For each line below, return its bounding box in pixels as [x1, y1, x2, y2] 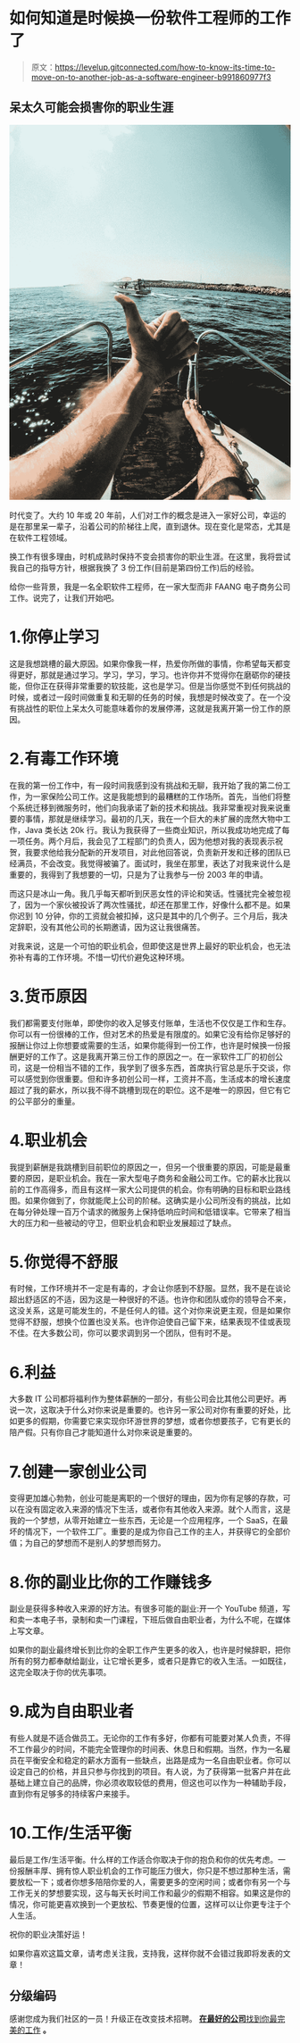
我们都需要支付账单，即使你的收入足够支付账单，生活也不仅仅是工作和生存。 [9, 1017, 291, 1028]
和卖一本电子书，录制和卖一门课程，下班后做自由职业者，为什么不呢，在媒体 [9, 1614, 291, 1625]
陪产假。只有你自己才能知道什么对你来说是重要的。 [9, 1427, 197, 1438]
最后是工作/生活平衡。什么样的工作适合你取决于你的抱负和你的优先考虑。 [9, 1855, 279, 1865]
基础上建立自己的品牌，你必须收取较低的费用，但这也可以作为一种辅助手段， [9, 1778, 291, 1789]
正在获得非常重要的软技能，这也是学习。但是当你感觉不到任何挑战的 [39, 680, 291, 691]
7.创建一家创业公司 [9, 1462, 147, 1482]
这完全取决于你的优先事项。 [9, 1667, 112, 1678]
